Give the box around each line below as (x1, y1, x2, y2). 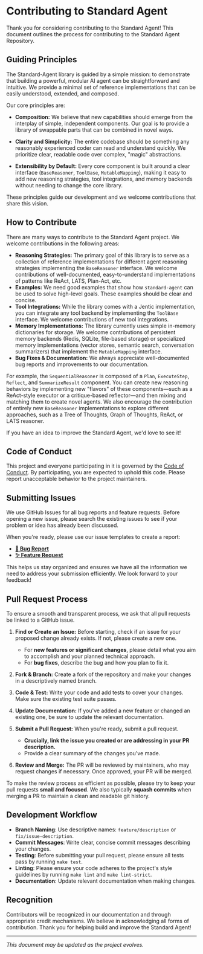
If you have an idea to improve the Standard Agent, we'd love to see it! (6, 429, 181, 436)
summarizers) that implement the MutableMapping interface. (14, 347, 163, 355)
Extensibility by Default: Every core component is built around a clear (14, 162, 190, 170)
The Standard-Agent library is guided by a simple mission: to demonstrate (6, 71, 190, 78)
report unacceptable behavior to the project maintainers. (6, 475, 147, 483)
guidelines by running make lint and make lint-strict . (14, 871, 152, 878)
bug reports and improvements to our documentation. (14, 361, 149, 368)
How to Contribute (6, 218, 77, 228)
